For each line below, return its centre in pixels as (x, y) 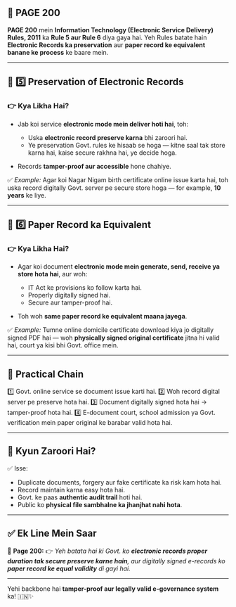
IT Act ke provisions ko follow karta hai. (85, 288)
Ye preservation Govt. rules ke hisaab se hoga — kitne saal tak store (127, 145)
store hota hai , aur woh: (52, 274)
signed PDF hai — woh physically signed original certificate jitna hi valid (113, 338)
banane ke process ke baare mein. (58, 52)
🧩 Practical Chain (46, 374)
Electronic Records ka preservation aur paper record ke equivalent (106, 45)
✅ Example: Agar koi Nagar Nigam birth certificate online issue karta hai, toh (118, 179)
